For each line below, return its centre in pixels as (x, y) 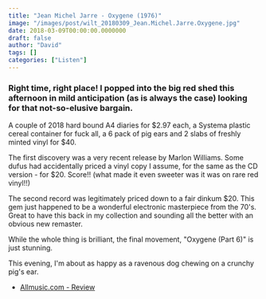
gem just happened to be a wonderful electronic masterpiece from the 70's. (133, 207)
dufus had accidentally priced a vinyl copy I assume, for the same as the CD (133, 166)
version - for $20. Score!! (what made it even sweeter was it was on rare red (133, 175)
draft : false (30, 38)
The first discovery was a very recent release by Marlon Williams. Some (126, 158)
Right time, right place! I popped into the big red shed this (121, 88)
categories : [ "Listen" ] (48, 61)
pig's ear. (23, 272)
